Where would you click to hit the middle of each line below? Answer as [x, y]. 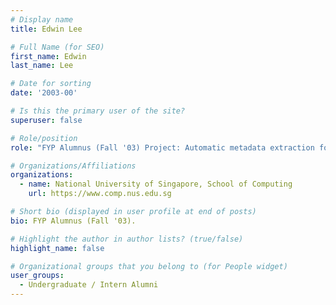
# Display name [42, 19]
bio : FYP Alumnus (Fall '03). [73, 221]
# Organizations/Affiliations [73, 166]
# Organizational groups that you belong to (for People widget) [149, 266]
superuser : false [46, 120]
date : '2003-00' [44, 93]
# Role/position [44, 138]
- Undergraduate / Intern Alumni [89, 285]
